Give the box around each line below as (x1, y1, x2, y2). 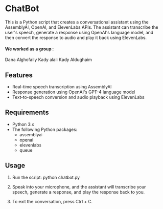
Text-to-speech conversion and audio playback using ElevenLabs (12, 94, 145, 100)
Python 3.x (12, 121, 34, 127)
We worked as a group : (5, 46, 54, 52)
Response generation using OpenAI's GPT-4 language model (12, 89, 136, 95)
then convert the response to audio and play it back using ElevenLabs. (5, 35, 147, 41)
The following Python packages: (12, 126, 77, 132)
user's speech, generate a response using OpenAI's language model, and (5, 29, 154, 35)
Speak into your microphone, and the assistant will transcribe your (12, 184, 146, 189)
